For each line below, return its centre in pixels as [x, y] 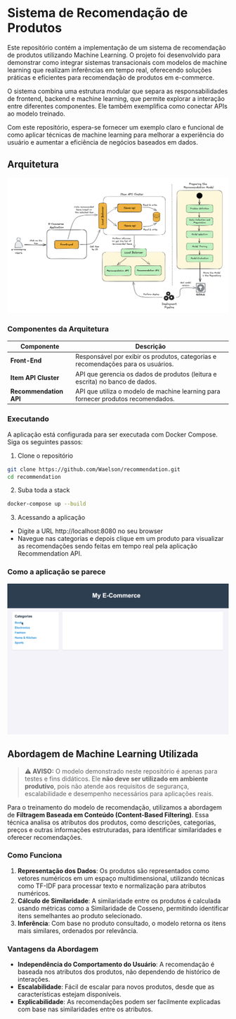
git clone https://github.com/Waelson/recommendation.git [94, 469]
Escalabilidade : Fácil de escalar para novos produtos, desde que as [116, 987]
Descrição [151, 346]
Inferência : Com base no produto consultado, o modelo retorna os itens [122, 923]
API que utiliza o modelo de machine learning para [148, 391]
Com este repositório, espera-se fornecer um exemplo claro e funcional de [116, 127]
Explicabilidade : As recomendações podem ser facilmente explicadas [119, 1002]
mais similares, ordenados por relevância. [78, 930]
